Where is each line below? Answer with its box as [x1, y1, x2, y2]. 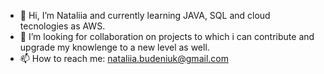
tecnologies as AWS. [19, 20, 106, 32]
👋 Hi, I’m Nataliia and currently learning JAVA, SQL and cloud [19, 10, 271, 21]
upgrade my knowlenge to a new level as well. [19, 41, 210, 53]
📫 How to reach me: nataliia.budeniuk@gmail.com [19, 53, 229, 64]
